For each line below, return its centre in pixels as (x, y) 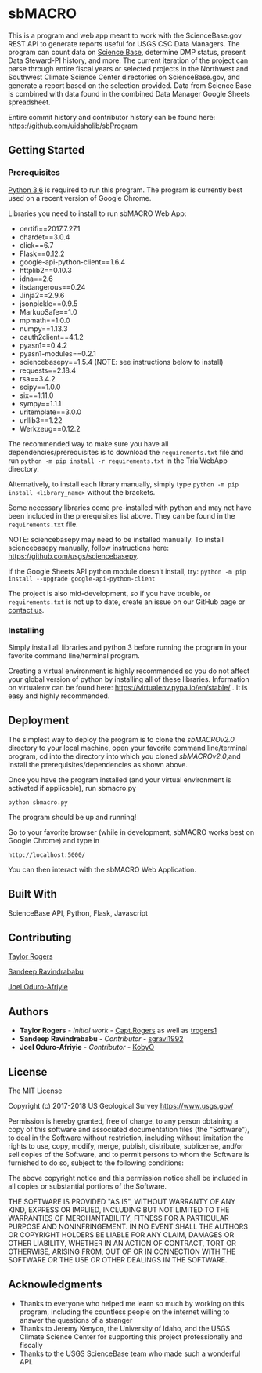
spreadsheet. (29, 102)
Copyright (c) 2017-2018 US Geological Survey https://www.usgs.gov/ (121, 1105)
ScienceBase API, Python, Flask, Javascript (78, 913)
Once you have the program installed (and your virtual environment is (120, 779)
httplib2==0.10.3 (45, 270)
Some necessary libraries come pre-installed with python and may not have (130, 508)
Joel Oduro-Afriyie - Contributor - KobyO (87, 1047)
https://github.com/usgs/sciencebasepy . (74, 556)
